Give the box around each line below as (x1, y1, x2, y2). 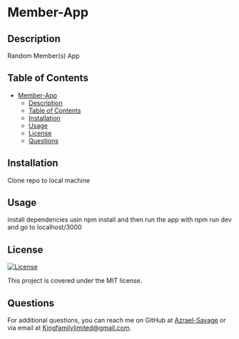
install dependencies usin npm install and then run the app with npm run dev (7, 215, 232, 224)
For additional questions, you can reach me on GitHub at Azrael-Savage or (7, 316, 226, 325)
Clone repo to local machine (7, 176, 91, 184)
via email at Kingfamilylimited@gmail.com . (7, 323, 132, 332)
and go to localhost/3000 (7, 223, 82, 231)
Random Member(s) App (7, 51, 80, 60)
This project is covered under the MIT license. (7, 276, 143, 285)
